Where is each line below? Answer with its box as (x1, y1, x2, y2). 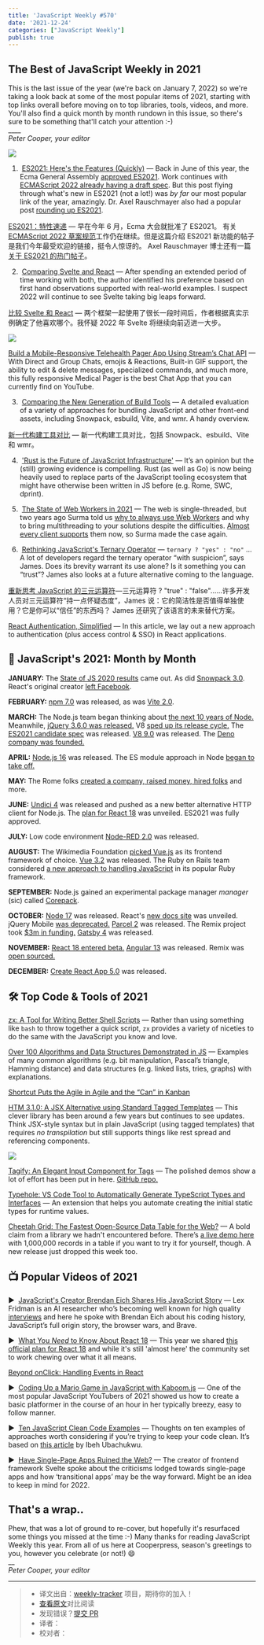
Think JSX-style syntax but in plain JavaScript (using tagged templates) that (8, 1119, 255, 1129)
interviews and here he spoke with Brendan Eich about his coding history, (8, 1311, 246, 1322)
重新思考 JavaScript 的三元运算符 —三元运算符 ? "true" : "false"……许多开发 (8, 586, 250, 596)
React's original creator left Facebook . (8, 681, 132, 691)
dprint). (19, 489, 44, 499)
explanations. (8, 1071, 52, 1082)
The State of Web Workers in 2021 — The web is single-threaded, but (21, 504, 247, 514)
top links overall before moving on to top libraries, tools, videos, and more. (8, 100, 249, 110)
